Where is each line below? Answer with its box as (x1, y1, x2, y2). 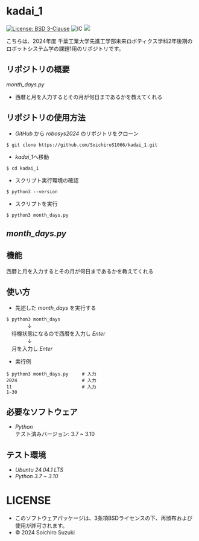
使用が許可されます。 (14, 522, 68, 530)
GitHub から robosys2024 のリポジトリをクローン (14, 130, 139, 137)
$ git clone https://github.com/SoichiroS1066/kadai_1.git (6, 142, 158, 148)
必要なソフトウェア (6, 406, 78, 417)
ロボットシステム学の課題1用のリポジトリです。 (6, 45, 124, 52)
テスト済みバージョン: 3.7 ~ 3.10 (14, 431, 95, 438)
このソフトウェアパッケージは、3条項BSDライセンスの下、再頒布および (14, 514, 193, 522)
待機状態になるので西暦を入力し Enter (11, 330, 106, 337)
